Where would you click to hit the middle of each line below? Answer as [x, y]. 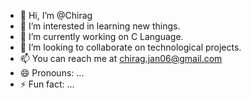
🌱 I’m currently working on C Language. [101, 36]
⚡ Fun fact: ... [47, 84]
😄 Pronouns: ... [52, 73]
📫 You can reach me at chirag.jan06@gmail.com [121, 58]
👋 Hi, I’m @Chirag [56, 15]
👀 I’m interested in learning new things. [100, 26]
